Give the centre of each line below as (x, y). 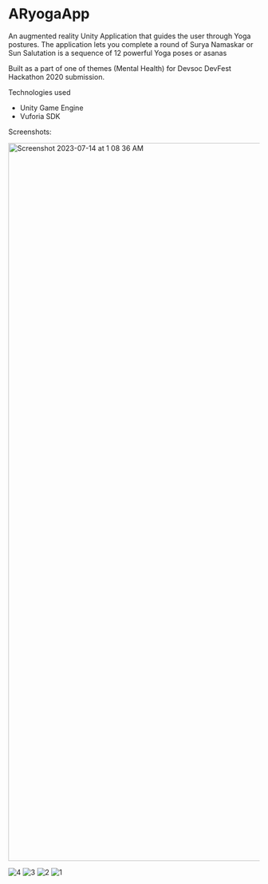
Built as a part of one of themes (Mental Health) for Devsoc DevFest (120, 68)
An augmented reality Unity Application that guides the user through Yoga (130, 36)
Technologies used (39, 92)
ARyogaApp (49, 14)
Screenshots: (30, 132)
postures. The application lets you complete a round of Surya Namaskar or (131, 44)
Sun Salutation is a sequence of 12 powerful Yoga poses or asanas (118, 53)
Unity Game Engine (51, 108)
